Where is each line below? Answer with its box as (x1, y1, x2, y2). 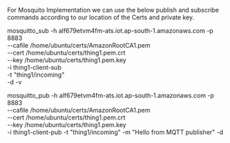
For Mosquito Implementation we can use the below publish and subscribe (7, 6, 220, 14)
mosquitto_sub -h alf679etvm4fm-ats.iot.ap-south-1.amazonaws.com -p (7, 27, 214, 35)
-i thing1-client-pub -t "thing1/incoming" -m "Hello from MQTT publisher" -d (7, 128, 224, 136)
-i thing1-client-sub (7, 64, 62, 71)
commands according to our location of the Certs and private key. (7, 13, 195, 21)
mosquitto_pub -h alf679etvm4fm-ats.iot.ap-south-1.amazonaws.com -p (7, 91, 214, 99)
